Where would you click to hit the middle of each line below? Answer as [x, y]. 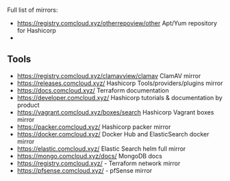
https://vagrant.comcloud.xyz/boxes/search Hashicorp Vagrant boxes [115, 112]
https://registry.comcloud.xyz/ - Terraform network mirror [99, 163]
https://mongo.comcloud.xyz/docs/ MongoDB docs [90, 156]
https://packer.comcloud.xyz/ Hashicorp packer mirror [94, 127]
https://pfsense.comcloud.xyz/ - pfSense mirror [85, 170]
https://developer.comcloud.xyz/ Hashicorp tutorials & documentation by [119, 97]
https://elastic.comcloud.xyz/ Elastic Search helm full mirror [101, 148]
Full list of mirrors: [33, 10]
